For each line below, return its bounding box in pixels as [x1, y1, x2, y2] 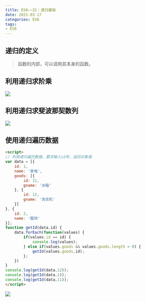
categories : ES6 [5, 17, 39, 22]
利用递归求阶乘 [5, 77, 52, 86]
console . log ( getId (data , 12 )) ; [5, 267, 69, 273]
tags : [5, 21, 17, 27]
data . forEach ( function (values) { [14, 230, 85, 235]
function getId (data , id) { [5, 225, 62, 230]
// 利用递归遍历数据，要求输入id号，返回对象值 [5, 154, 92, 160]
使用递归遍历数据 [5, 136, 59, 145]
